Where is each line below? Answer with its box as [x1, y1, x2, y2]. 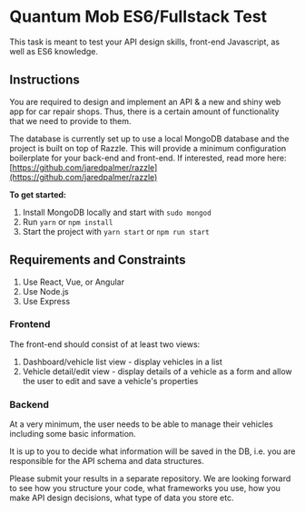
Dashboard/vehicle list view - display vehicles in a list [22, 356, 222, 367]
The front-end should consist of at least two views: [9, 338, 201, 350]
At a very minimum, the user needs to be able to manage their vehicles [9, 419, 274, 430]
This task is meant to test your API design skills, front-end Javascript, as [9, 36, 280, 47]
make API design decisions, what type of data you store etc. [9, 492, 234, 504]
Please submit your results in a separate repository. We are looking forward [9, 473, 291, 484]
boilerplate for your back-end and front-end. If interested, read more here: [9, 152, 287, 163]
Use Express [22, 295, 71, 306]
